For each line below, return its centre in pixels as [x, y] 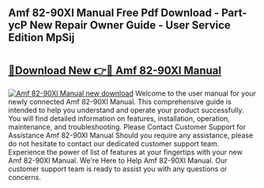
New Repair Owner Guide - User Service [130, 26]
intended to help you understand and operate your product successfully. [126, 110]
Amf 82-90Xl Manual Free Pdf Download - [114, 13]
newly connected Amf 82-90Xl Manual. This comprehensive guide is [120, 102]
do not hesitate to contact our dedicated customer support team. [114, 144]
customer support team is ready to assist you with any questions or [118, 169]
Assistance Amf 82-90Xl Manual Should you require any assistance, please [131, 135]
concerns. [25, 177]
